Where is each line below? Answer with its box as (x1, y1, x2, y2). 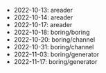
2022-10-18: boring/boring (13, 28, 90, 36)
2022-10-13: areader (13, 6, 73, 14)
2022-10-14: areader (13, 13, 73, 22)
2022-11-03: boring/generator (13, 50, 100, 58)
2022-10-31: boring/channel (13, 43, 94, 51)
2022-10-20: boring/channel (13, 35, 96, 44)
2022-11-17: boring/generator (13, 58, 98, 65)
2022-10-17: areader (13, 21, 73, 29)
